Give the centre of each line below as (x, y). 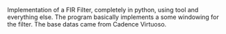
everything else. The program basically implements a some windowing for (113, 17)
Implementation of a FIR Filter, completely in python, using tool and (103, 10)
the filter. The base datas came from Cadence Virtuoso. (87, 24)
